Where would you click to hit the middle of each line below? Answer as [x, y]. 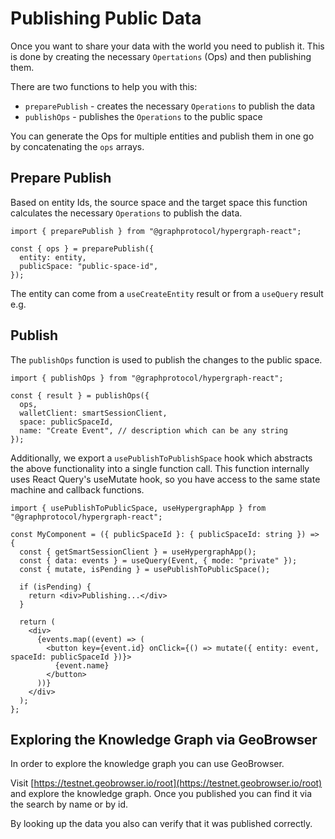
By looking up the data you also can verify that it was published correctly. [161, 824]
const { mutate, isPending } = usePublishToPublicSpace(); [145, 569]
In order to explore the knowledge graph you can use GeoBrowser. [147, 764]
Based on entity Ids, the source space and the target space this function [159, 202]
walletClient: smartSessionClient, [93, 413]
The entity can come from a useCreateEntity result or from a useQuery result [167, 293]
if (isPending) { [55, 587]
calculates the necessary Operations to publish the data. [126, 213]
